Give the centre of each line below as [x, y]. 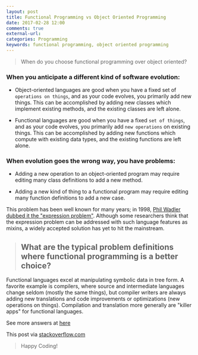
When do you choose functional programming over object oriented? [104, 61]
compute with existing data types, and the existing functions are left [98, 140]
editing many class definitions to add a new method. [78, 180]
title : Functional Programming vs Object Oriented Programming [86, 17]
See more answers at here [38, 323]
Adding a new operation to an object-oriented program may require [97, 174]
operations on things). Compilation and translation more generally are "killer [99, 305]
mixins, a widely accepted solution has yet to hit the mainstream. [85, 229]
